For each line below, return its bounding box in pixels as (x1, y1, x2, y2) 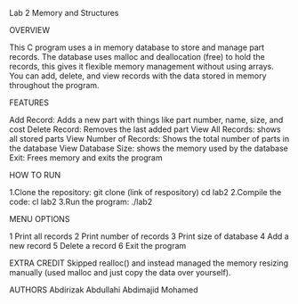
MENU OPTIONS (9, 214, 70, 224)
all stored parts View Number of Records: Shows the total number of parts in (9, 134, 290, 144)
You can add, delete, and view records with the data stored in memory (9, 70, 267, 81)
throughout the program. (9, 80, 100, 90)
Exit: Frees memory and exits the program (9, 152, 163, 163)
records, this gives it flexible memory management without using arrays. (9, 62, 274, 71)
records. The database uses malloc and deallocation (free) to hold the (9, 52, 265, 62)
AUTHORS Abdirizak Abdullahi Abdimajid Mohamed (9, 284, 198, 295)
